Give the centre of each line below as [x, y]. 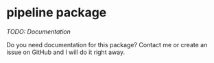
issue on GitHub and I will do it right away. [66, 52]
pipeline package [57, 13]
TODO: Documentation [39, 32]
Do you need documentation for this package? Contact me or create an [107, 45]
